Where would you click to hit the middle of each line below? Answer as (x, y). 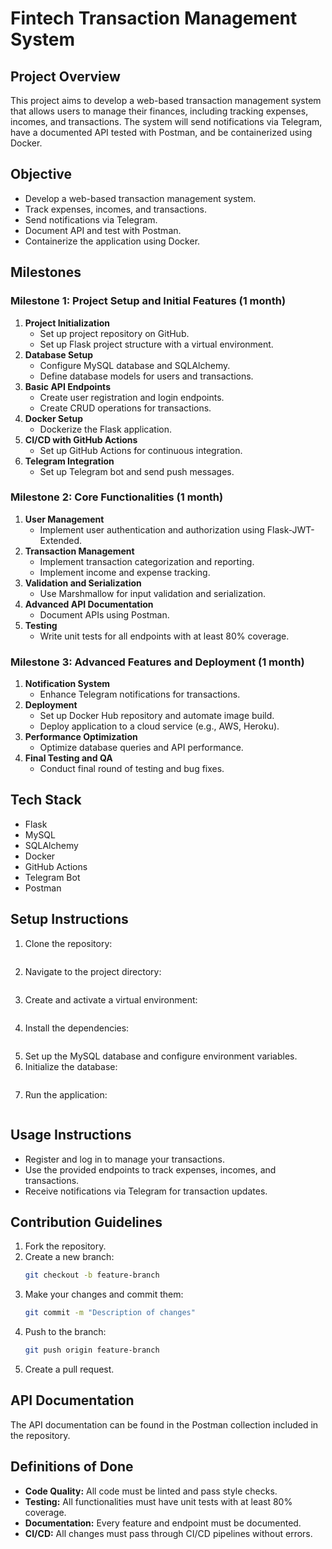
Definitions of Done (72, 1467)
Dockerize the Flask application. (105, 429)
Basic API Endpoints (67, 386)
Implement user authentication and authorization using (152, 529)
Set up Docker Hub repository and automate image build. (157, 716)
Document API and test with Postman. (103, 230)
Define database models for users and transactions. (146, 376)
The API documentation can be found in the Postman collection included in (164, 1424)
